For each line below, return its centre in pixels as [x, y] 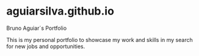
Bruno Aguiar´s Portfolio [37, 28]
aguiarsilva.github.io [60, 11]
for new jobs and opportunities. [46, 46]
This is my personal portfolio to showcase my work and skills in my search [100, 40]
